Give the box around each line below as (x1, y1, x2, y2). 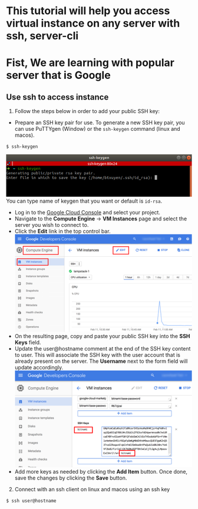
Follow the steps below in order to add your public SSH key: (14, 108, 160, 115)
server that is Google (6, 69, 111, 82)
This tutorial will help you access (6, 4, 170, 18)
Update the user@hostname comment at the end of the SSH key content (14, 345, 191, 352)
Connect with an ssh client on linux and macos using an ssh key (14, 486, 170, 493)
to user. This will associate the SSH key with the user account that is (14, 351, 181, 358)
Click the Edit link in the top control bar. (14, 228, 111, 235)
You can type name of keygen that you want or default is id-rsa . (6, 197, 163, 204)
